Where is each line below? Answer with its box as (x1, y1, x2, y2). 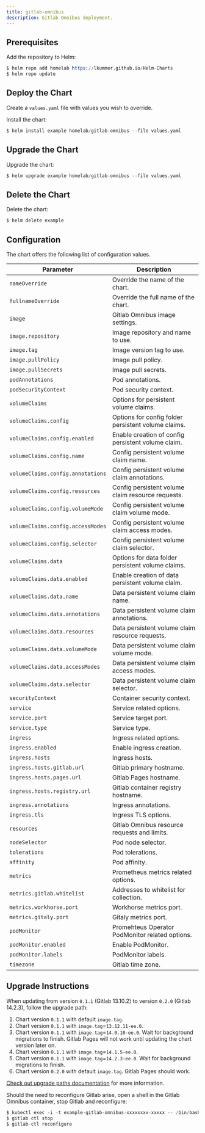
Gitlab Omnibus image (112, 310, 176, 319)
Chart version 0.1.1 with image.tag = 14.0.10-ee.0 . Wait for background (15, 1029, 193, 1036)
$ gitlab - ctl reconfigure (6, 1121, 72, 1127)
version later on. (15, 1041, 56, 1049)
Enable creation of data (112, 570, 179, 579)
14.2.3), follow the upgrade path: (6, 1004, 88, 1011)
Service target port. (112, 713, 168, 722)
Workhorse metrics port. (112, 903, 182, 911)
